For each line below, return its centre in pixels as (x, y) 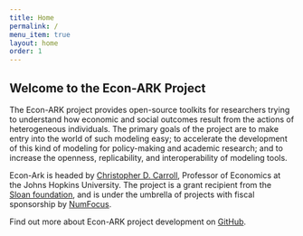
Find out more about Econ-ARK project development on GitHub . (128, 222)
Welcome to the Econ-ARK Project (108, 88)
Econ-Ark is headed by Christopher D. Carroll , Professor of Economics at (145, 175)
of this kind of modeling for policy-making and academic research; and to (146, 148)
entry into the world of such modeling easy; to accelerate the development (148, 138)
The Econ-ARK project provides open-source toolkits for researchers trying (150, 109)
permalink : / (34, 26)
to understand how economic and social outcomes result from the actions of (152, 119)
